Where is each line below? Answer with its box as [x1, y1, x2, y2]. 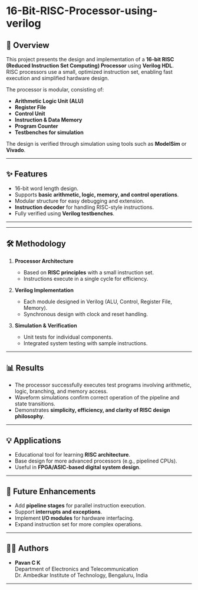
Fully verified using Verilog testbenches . [14, 209, 115, 217]
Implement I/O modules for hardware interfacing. [14, 514, 134, 522]
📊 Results [6, 363, 44, 373]
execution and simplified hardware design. [6, 75, 110, 81]
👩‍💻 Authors [6, 543, 49, 553]
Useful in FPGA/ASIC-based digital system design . [14, 464, 141, 471]
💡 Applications [6, 435, 62, 445]
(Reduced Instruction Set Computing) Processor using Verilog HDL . [6, 62, 174, 69]
